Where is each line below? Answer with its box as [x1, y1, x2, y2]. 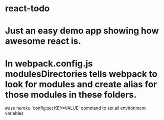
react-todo [5, 3, 50, 14]
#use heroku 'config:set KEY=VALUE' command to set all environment [5, 105, 146, 111]
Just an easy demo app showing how [5, 25, 159, 37]
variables [5, 110, 23, 116]
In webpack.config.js [5, 58, 93, 69]
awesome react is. [5, 36, 81, 47]
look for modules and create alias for [5, 79, 157, 90]
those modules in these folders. [5, 89, 137, 100]
